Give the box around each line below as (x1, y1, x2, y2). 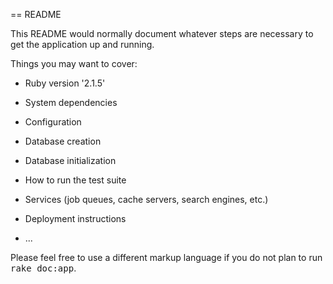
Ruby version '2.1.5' (24, 77, 106, 89)
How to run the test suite (24, 174, 127, 186)
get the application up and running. (10, 39, 155, 50)
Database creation (24, 135, 102, 147)
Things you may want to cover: (10, 58, 138, 69)
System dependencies (24, 97, 118, 108)
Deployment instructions (24, 213, 127, 224)
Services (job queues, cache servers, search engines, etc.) (24, 194, 269, 205)
